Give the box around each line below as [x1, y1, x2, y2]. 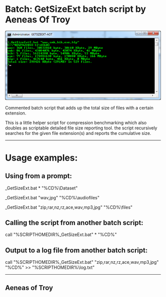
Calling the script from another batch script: [5, 218, 144, 227]
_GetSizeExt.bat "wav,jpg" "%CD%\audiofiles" [5, 194, 100, 200]
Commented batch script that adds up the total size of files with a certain [5, 105, 154, 111]
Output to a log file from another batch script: [5, 246, 148, 254]
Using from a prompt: [5, 172, 72, 180]
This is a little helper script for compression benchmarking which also [5, 119, 147, 125]
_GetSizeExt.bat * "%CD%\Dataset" [5, 185, 78, 191]
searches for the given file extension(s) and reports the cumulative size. [5, 130, 152, 136]
